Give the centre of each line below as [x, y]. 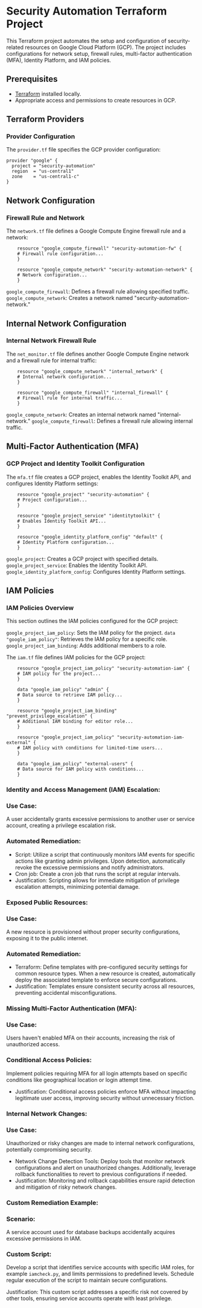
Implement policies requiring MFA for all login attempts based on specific [97, 1073]
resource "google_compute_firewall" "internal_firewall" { [93, 393]
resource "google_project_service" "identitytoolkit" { [89, 516]
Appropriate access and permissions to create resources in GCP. [96, 100]
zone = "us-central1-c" [46, 177]
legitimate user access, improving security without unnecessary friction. [105, 1098]
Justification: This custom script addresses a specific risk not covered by [97, 1292]
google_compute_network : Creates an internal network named [81, 414]
